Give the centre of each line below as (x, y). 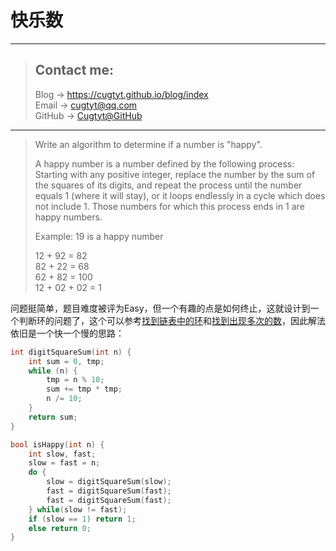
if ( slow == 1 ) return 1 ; (82, 519)
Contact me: (74, 70)
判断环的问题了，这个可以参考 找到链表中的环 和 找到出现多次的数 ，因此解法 (172, 320)
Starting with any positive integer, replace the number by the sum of (175, 174)
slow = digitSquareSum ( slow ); (109, 482)
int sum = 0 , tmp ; (66, 361)
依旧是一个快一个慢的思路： (67, 333)
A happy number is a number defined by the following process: (164, 163)
